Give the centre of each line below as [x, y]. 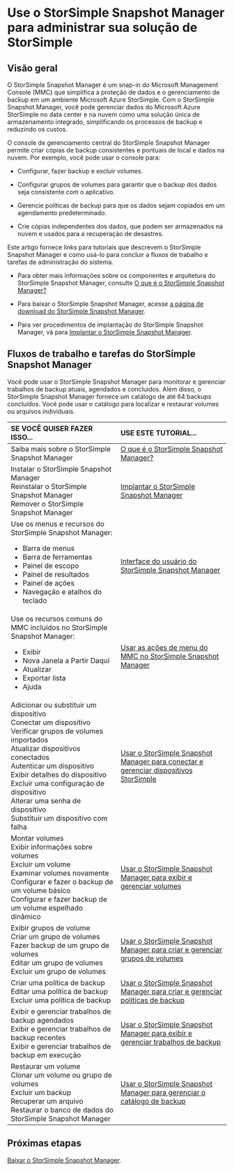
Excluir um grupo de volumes [58, 971]
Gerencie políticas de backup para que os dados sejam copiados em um [121, 205]
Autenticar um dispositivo [53, 766]
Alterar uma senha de [46, 800]
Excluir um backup [41, 1092]
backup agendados [42, 1020]
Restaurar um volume [46, 1066]
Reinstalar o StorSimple [49, 486]
